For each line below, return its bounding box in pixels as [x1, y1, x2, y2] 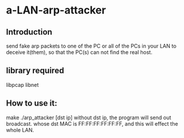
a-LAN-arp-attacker [6, 4, 107, 17]
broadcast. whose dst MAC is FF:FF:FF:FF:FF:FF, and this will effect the [6, 120, 179, 127]
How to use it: [6, 98, 57, 109]
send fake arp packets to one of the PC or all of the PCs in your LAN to [6, 42, 177, 49]
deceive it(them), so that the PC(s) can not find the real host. [6, 49, 152, 56]
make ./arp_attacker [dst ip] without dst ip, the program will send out [6, 114, 172, 121]
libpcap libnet [6, 81, 39, 88]
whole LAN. [6, 126, 34, 133]
